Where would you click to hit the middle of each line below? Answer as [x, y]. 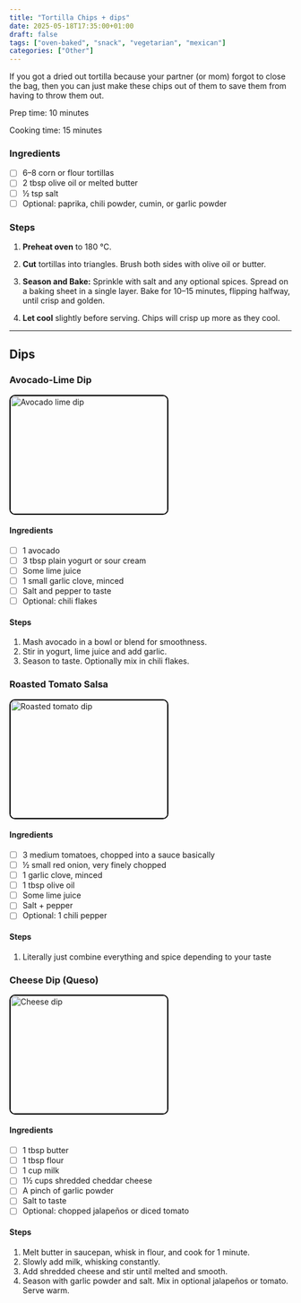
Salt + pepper [47, 906]
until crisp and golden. [64, 300]
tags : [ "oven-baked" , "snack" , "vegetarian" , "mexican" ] [118, 43]
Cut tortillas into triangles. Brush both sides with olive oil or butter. [144, 264]
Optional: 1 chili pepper [64, 916]
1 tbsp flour [43, 1160]
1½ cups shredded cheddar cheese [87, 1181]
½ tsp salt [40, 193]
